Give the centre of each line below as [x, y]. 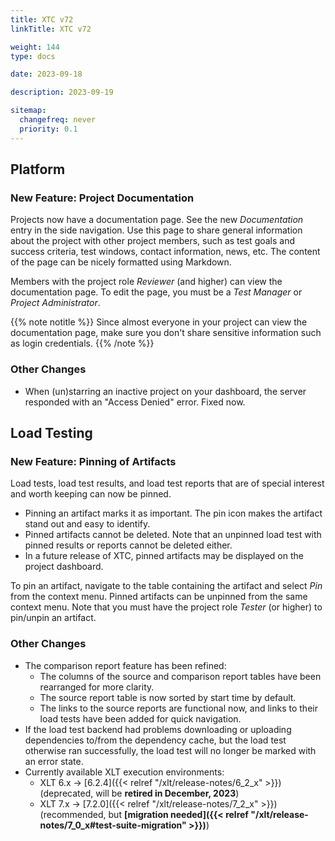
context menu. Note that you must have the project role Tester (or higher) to [166, 607]
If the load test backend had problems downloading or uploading [158, 729]
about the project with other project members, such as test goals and [153, 241]
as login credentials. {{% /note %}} [82, 343]
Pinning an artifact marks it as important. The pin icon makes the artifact [173, 513]
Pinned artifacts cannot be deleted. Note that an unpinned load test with [173, 535]
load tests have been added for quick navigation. [140, 718]
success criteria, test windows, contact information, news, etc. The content [165, 252]
